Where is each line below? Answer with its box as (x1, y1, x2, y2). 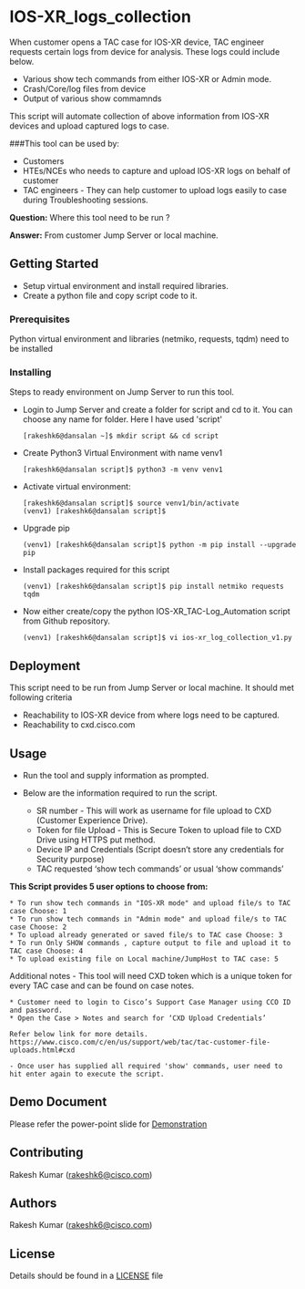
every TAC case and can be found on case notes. (9, 980, 195, 991)
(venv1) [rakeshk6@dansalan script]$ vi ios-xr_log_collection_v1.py (22, 634, 293, 643)
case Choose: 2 (9, 923, 67, 932)
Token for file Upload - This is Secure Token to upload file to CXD (36, 824, 282, 835)
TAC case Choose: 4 (9, 946, 84, 955)
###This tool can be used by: (9, 138, 120, 149)
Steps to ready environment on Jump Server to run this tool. (9, 387, 235, 397)
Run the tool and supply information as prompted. (22, 769, 209, 780)
